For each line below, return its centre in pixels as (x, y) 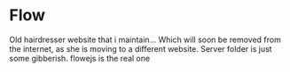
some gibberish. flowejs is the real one (80, 58)
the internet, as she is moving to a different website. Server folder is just (141, 48)
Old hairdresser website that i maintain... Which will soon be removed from (145, 40)
